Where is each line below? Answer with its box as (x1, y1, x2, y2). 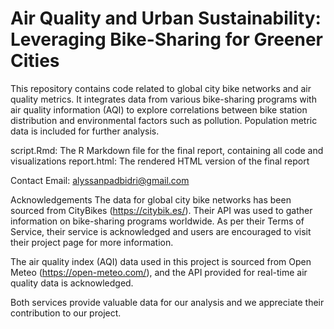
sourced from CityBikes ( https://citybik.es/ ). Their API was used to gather (10, 204, 313, 216)
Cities (10, 50, 60, 72)
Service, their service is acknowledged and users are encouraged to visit (10, 225, 312, 237)
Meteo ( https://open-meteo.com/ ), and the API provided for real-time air (10, 266, 308, 278)
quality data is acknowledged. (10, 277, 134, 289)
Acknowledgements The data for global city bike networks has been (10, 193, 292, 206)
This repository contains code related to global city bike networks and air (10, 82, 312, 94)
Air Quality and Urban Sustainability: (10, 7, 322, 30)
